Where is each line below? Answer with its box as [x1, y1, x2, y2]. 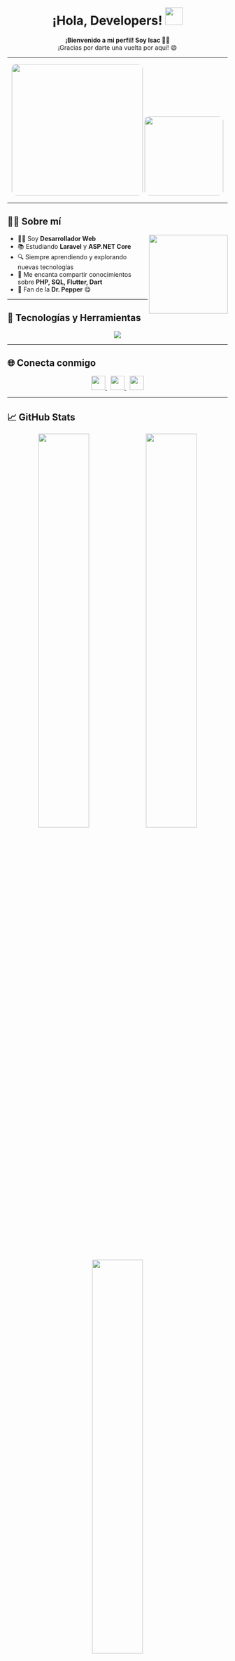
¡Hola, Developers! [52, 13, 163, 29]
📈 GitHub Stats [7, 411, 76, 423]
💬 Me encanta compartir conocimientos [17, 270, 131, 278]
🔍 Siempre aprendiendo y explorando [17, 252, 127, 261]
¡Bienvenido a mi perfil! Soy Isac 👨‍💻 [65, 36, 170, 44]
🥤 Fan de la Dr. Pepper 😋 [17, 285, 91, 294]
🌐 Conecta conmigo [7, 357, 97, 369]
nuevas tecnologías [17, 263, 74, 271]
